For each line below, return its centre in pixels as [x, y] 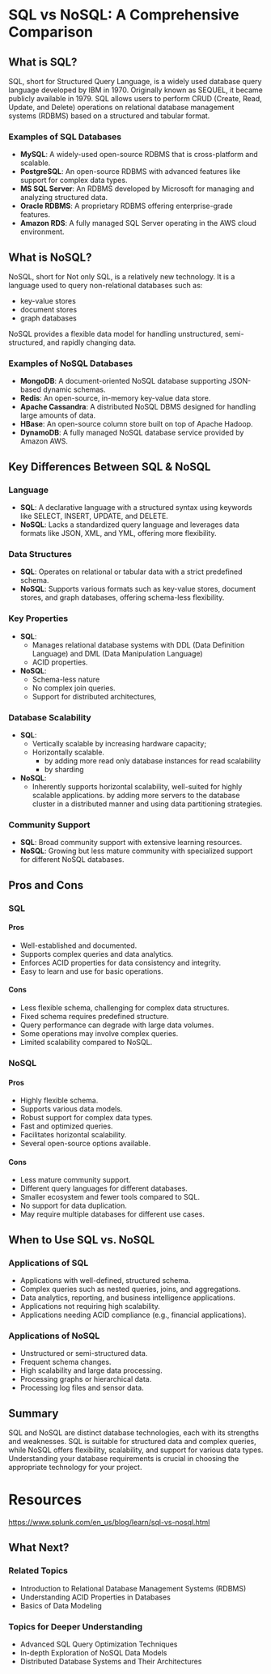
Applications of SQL [49, 1263]
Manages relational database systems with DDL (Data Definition [138, 644]
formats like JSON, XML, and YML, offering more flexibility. [118, 533]
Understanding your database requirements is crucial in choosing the [124, 1459]
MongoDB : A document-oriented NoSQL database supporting [123, 381]
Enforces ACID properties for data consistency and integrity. [121, 962]
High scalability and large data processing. [91, 1370]
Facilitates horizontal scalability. [73, 1135]
